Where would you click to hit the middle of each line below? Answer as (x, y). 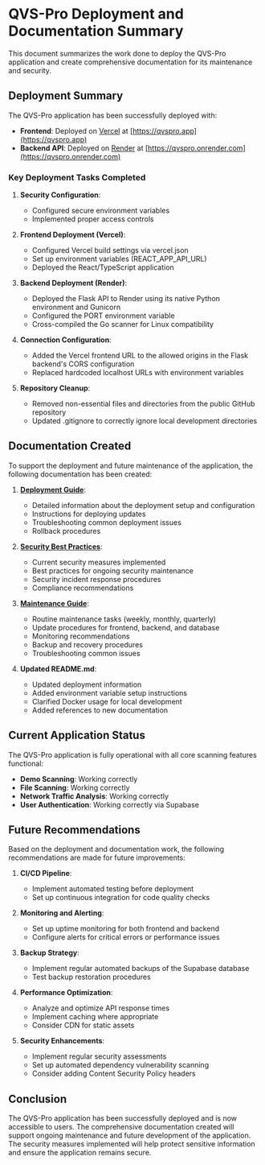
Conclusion (38, 1099)
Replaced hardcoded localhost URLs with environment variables (138, 373)
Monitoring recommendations (81, 636)
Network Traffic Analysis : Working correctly (94, 796)
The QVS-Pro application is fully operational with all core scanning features (132, 754)
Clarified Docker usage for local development (107, 701)
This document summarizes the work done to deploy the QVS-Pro (117, 53)
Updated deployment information (87, 684)
